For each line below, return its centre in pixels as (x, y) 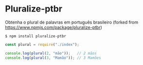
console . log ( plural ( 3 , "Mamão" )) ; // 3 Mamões (53, 58)
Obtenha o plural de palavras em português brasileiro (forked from (72, 22)
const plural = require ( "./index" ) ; (42, 44)
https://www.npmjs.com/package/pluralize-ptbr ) (54, 27)
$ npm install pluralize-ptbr (36, 36)
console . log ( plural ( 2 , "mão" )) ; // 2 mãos (51, 53)
